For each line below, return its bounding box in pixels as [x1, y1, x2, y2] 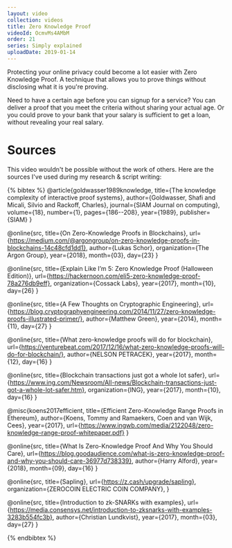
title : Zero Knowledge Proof [7, 23, 91, 30]
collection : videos [7, 17, 64, 24]
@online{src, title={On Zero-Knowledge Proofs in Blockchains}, [7, 229, 188, 237]
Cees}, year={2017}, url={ [7, 421, 81, 430]
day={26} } [7, 286, 39, 294]
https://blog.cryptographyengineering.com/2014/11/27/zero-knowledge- [9, 307, 216, 315]
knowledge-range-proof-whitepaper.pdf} [7, 428, 125, 436]
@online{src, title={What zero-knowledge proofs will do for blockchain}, [7, 335, 213, 344]
